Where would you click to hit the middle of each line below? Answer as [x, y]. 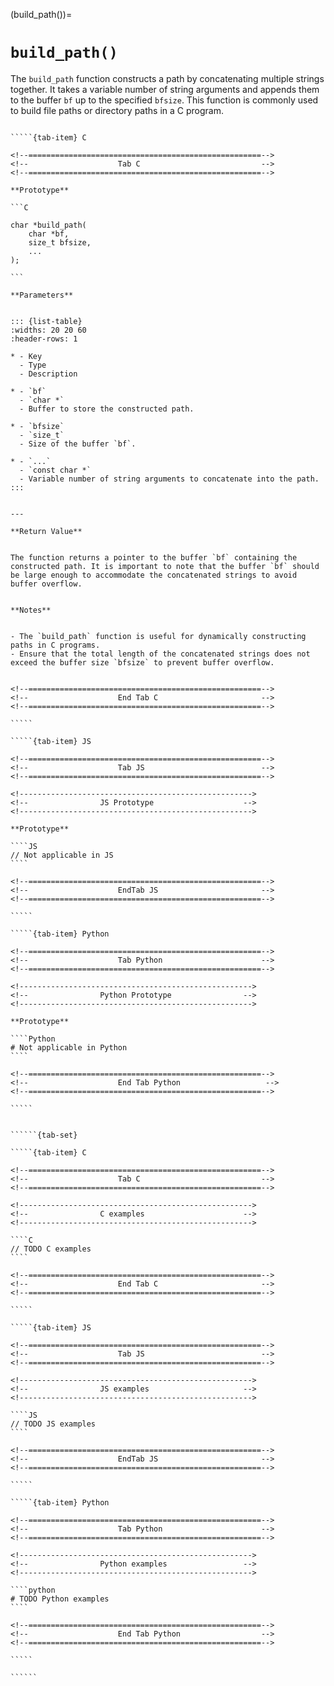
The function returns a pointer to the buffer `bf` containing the [154, 557]
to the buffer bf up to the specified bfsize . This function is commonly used [164, 100]
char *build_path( [48, 225]
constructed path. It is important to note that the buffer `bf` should [165, 566]
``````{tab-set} [44, 1135]
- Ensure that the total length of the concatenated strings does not [160, 654]
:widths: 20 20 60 [48, 330]
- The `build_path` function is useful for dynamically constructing [158, 636]
